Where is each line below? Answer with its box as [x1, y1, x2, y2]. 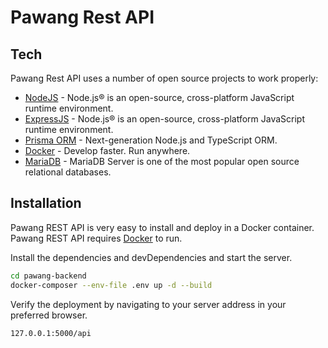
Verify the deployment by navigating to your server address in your [10, 298, 287, 310]
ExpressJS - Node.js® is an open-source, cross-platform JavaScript [24, 113, 306, 125]
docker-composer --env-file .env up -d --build [10, 280, 213, 290]
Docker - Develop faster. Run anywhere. [24, 145, 191, 156]
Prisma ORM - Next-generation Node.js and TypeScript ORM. [24, 134, 278, 146]
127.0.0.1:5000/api [10, 328, 92, 338]
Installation [10, 195, 82, 212]
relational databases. [24, 166, 112, 178]
